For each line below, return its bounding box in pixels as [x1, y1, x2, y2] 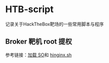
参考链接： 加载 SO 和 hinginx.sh [5, 52, 72, 58]
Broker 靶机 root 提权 [5, 37, 72, 46]
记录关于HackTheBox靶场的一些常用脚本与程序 [5, 21, 104, 27]
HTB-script [5, 4, 54, 15]
